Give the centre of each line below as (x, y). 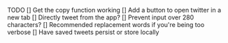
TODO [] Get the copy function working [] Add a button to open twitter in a (114, 10)
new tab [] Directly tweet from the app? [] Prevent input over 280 (101, 17)
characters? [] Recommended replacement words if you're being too (106, 25)
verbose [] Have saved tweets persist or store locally (83, 32)
